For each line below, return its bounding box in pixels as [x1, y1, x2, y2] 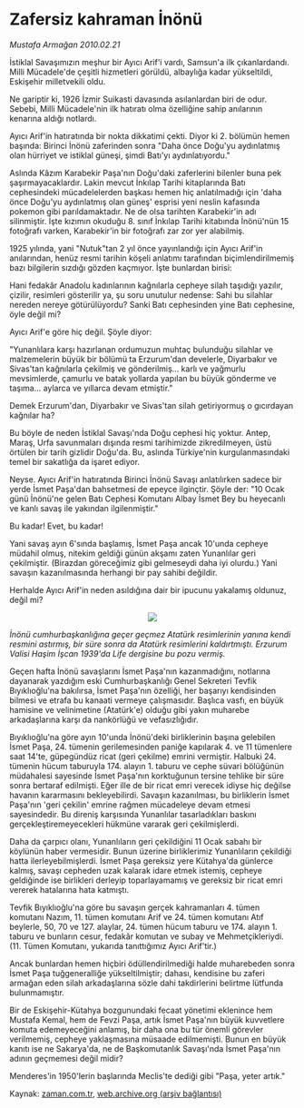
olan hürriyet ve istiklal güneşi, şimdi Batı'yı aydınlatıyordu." [9, 150, 231, 161]
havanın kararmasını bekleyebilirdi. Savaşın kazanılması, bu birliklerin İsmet [9, 789, 290, 800]
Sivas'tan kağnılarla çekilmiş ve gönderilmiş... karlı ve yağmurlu [9, 363, 247, 374]
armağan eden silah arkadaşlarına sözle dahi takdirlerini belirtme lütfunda [9, 977, 284, 988]
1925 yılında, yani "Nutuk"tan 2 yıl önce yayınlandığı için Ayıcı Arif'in [9, 242, 263, 253]
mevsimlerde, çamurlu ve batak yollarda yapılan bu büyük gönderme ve [9, 372, 277, 383]
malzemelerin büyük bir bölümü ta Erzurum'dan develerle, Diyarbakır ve [9, 353, 278, 364]
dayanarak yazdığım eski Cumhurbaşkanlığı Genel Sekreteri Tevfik [9, 675, 257, 686]
